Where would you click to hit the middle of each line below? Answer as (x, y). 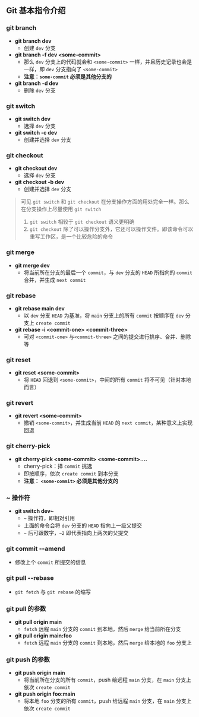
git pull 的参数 (26, 608)
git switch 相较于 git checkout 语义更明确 (82, 222)
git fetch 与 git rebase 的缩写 (53, 592)
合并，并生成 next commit (55, 280)
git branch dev (33, 41)
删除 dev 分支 (40, 90)
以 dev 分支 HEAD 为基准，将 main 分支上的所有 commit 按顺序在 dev (104, 315)
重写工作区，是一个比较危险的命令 (71, 237)
